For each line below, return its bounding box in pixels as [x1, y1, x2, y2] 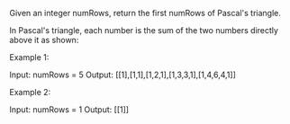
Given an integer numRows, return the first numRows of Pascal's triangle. [9, 8, 281, 18]
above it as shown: [9, 35, 79, 45]
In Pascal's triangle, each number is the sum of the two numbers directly [9, 25, 279, 35]
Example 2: [9, 87, 51, 97]
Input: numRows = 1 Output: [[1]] [9, 104, 129, 115]
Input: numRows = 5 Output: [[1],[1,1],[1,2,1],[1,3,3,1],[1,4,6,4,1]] [9, 69, 236, 80]
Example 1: [9, 52, 50, 62]
